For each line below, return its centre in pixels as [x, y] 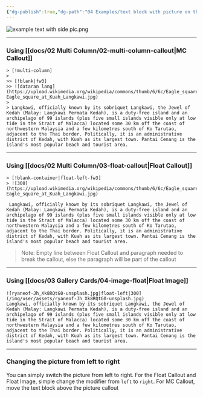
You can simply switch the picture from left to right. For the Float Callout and [101, 375]
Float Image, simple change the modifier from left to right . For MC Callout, [101, 381]
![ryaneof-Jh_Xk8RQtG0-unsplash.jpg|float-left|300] [74, 293]
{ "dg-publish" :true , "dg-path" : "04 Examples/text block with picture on [98, 12]
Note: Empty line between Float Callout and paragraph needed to [102, 253]
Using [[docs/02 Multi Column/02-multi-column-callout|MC [97, 50]
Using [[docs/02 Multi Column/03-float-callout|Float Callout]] [99, 165]
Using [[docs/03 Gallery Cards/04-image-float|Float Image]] [97, 281]
